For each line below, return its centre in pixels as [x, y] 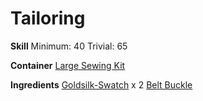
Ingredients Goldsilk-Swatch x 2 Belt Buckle [101, 84]
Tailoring [48, 18]
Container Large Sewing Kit [68, 65]
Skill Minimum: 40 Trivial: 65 [69, 46]
